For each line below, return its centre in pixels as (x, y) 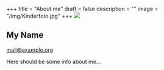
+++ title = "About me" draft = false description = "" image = (82, 9)
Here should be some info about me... (54, 61)
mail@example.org (30, 50)
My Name (25, 35)
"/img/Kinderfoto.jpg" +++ (40, 16)
